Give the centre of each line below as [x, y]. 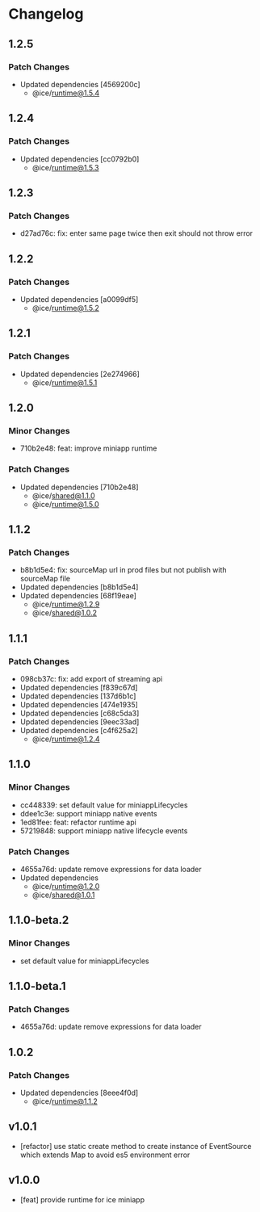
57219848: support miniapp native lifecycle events [104, 830]
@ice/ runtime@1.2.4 [66, 739]
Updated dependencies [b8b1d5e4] [79, 587]
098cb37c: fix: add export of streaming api [91, 678]
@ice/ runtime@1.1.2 [65, 1101]
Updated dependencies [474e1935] [79, 704]
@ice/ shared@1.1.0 [63, 495]
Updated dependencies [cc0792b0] [80, 159]
